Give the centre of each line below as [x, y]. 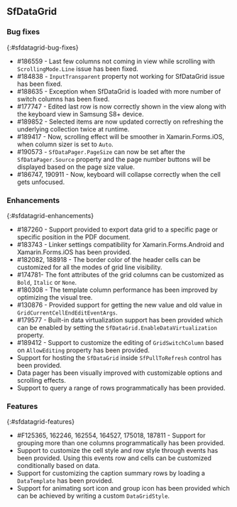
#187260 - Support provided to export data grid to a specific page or [117, 229]
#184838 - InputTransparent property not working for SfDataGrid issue [121, 76]
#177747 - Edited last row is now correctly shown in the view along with [121, 107]
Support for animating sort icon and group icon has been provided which [123, 489]
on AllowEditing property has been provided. [83, 350]
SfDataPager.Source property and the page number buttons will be [114, 159]
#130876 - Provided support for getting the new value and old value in [120, 305]
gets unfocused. [41, 182]
